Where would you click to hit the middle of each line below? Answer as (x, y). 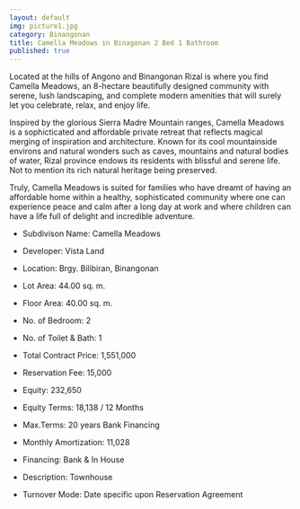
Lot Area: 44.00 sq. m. (64, 286)
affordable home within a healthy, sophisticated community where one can (147, 197)
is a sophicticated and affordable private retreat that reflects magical (136, 132)
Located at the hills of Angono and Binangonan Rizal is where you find (139, 76)
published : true (40, 51)
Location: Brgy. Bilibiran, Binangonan (90, 268)
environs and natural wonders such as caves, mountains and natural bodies (149, 151)
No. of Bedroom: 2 (57, 320)
